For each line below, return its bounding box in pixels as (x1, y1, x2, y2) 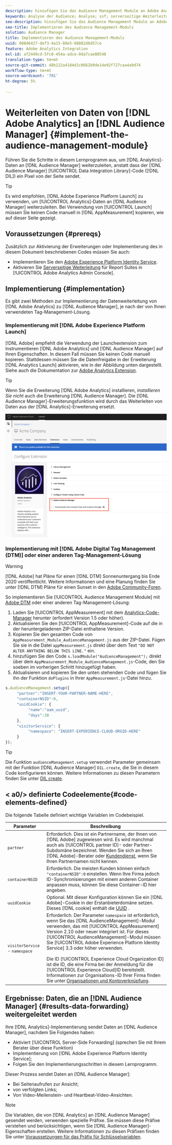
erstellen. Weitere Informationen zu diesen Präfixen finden (36, 1128, 160, 1134)
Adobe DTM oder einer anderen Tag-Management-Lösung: (5, 599, 131, 606)
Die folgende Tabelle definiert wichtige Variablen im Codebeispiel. (5, 812, 145, 818)
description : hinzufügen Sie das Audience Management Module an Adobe (5, 8, 159, 13)
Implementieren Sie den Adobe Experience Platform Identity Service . (12, 258, 158, 265)
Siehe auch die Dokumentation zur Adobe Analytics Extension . (5, 367, 137, 373)
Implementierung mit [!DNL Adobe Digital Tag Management (5, 545, 156, 552)
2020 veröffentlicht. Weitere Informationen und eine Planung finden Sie (5, 578, 156, 585)
